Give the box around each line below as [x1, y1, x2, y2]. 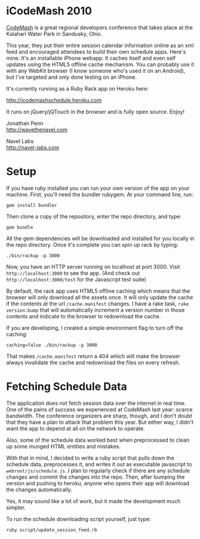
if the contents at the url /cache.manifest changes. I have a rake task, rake [6, 300, 189, 307]
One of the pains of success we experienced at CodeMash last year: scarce [6, 405, 193, 413]
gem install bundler [6, 202, 58, 208]
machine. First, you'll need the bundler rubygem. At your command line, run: [6, 191, 194, 198]
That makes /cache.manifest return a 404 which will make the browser [6, 352, 180, 360]
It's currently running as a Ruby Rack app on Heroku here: [6, 85, 149, 92]
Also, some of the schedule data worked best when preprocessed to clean [6, 436, 190, 444]
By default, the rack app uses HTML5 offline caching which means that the [6, 287, 190, 295]
